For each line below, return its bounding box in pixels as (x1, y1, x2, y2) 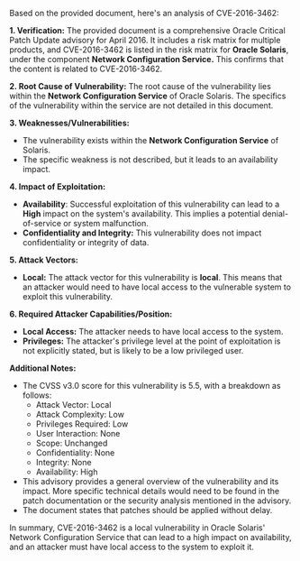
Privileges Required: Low (35, 418, 129, 429)
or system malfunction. (62, 218, 149, 228)
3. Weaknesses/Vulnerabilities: (9, 117, 130, 128)
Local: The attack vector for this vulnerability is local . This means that (22, 272, 283, 282)
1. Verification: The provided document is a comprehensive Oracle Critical (9, 25, 286, 35)
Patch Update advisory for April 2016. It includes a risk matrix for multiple (9, 35, 281, 45)
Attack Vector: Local (35, 400, 112, 409)
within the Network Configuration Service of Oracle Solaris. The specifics (9, 90, 286, 101)
